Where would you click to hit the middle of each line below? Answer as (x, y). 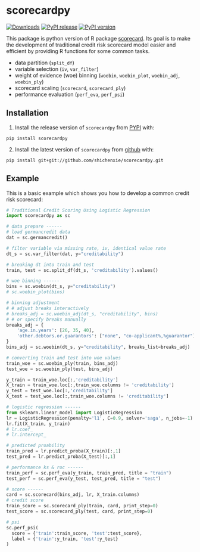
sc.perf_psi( (22, 528)
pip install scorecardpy (37, 138)
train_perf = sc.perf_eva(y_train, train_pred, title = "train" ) (89, 473)
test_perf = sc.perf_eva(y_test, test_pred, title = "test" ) (84, 478)
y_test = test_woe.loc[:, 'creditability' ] (60, 391)
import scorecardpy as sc (38, 216)
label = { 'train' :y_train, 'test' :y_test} (65, 539)
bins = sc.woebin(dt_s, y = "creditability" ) (61, 287)
